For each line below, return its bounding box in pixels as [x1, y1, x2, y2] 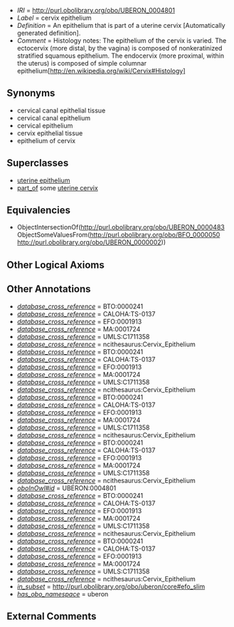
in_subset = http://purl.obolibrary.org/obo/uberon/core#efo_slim [16, 582, 206, 591]
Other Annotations [6, 283, 91, 295]
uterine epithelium [16, 176, 70, 185]
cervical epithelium [16, 121, 73, 130]
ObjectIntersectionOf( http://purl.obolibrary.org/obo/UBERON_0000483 [16, 223, 225, 232]
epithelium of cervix [16, 136, 76, 145]
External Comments [6, 611, 97, 623]
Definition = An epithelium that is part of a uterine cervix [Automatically [16, 21, 225, 29]
